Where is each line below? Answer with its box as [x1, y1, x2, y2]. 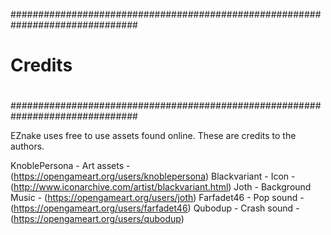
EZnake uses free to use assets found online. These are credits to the [10, 130, 297, 142]
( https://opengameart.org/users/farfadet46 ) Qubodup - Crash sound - [10, 202, 300, 214]
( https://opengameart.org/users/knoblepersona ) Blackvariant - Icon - [10, 170, 296, 183]
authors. [10, 140, 45, 153]
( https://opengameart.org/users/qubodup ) [10, 213, 185, 225]
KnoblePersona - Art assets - [10, 160, 131, 172]
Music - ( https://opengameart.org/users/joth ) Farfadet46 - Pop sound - [10, 192, 305, 204]
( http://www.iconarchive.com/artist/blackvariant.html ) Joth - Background [10, 181, 312, 193]
